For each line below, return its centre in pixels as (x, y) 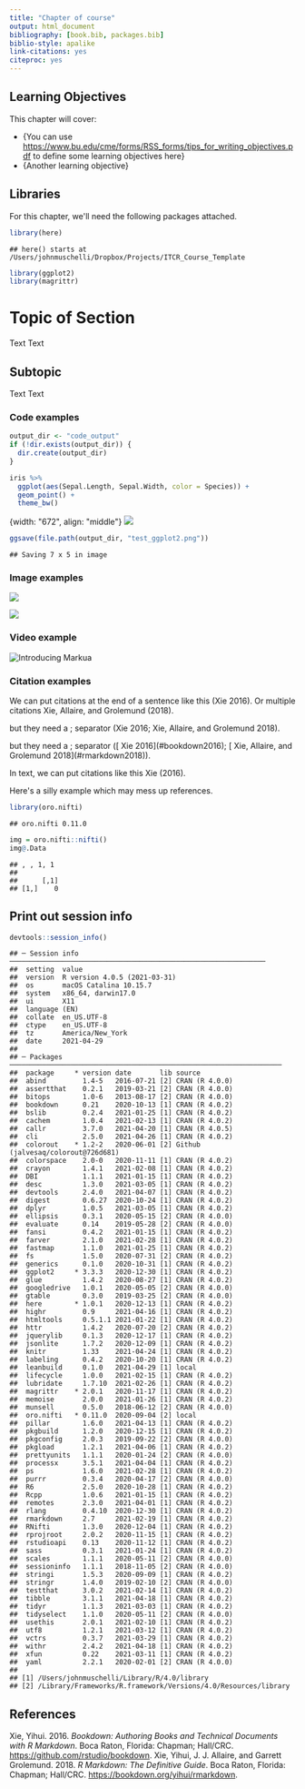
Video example (43, 638)
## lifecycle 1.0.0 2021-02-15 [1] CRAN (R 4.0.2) (121, 1376)
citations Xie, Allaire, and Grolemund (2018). (92, 711)
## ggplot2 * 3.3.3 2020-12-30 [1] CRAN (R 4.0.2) (121, 1272)
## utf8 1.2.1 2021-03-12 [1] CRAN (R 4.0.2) (121, 1631)
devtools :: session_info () (58, 937)
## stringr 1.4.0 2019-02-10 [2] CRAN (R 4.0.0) (121, 1583)
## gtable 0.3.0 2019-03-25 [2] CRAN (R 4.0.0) (121, 1296)
